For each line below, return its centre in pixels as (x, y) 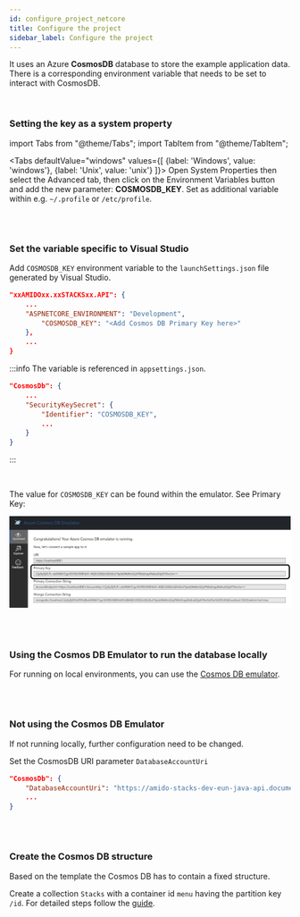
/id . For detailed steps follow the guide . (82, 903)
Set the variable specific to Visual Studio (99, 248)
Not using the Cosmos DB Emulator (87, 724)
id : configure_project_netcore (67, 19)
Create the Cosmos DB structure (81, 856)
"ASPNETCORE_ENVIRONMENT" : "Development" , (105, 314)
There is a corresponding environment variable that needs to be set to (138, 74)
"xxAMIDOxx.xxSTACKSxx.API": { (67, 295)
